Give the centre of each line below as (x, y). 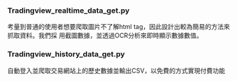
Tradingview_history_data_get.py (66, 54)
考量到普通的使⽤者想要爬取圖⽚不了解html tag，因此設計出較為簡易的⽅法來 (119, 27)
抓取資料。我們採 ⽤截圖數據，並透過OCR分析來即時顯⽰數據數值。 (105, 36)
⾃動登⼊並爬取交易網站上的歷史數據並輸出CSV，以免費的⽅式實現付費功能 (116, 70)
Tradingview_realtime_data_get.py (68, 11)
